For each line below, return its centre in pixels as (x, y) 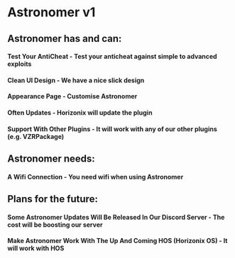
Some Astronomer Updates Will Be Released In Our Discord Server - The (116, 217)
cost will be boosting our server (55, 225)
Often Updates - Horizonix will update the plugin (80, 112)
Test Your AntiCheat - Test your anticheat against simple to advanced (113, 57)
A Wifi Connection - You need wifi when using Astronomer (95, 176)
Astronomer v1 (51, 12)
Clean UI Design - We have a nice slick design (76, 80)
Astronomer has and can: (65, 39)
